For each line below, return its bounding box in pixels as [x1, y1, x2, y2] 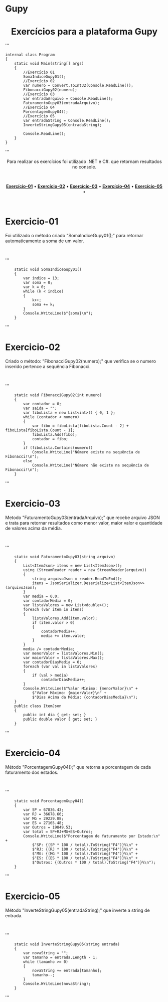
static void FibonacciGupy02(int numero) [14, 393, 102, 398]
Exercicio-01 [5, 216, 59, 227]
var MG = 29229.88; [23, 816, 64, 821]
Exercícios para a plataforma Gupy [11, 26, 158, 38]
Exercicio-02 [5, 342, 60, 353]
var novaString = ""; [23, 950, 69, 955]
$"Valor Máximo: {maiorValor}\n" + [32, 690, 107, 695]
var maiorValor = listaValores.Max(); [23, 655, 104, 660]
